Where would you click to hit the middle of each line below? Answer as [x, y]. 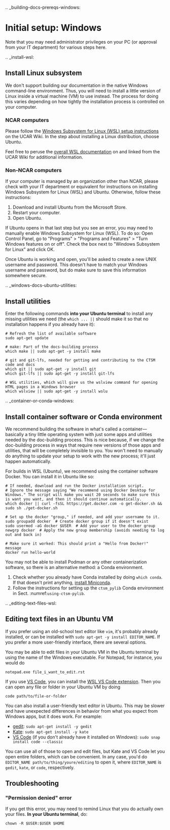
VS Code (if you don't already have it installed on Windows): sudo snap [87, 737]
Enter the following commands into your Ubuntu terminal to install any [79, 314]
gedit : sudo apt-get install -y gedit [52, 726]
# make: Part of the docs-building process [52, 347]
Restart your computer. [37, 213]
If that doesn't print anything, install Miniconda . [62, 582]
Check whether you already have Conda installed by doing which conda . [88, 577]
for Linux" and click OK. [30, 250]
